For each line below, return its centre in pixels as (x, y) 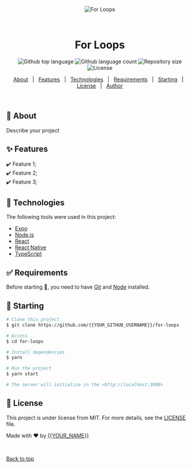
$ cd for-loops (25, 341)
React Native (30, 247)
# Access (17, 336)
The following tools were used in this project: (61, 217)
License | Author (100, 85)
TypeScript (28, 254)
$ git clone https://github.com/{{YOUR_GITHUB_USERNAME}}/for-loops (93, 325)
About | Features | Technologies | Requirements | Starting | (98, 79)
